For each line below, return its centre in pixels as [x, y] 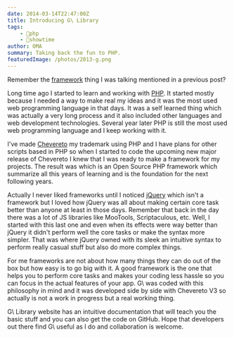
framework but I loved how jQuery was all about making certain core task [113, 202]
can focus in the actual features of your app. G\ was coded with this [105, 283]
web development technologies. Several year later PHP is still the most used [117, 123]
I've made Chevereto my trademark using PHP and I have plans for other [112, 144]
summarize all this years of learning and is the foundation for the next [108, 173]
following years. [31, 181]
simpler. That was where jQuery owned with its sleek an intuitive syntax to [114, 239]
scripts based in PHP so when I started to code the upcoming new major [112, 151]
